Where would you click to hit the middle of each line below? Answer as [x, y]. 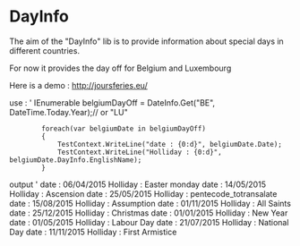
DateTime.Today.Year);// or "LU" [69, 112]
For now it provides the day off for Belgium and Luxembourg [120, 68]
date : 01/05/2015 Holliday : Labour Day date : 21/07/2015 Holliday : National [149, 222]
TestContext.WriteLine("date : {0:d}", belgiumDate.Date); [169, 144]
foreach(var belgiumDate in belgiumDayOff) [124, 128]
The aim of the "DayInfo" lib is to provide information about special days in [146, 41]
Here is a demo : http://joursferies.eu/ [78, 85]
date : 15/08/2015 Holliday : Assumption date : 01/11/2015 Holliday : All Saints [150, 203]
